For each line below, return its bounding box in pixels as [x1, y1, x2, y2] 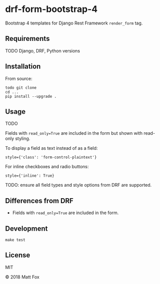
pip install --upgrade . [5, 94, 57, 99]
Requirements [5, 34, 50, 43]
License [5, 251, 30, 260]
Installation [5, 62, 41, 71]
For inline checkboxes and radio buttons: [5, 164, 89, 170]
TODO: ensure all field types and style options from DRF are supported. [5, 182, 152, 188]
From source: [5, 75, 32, 81]
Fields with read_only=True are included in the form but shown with [5, 130, 143, 136]
